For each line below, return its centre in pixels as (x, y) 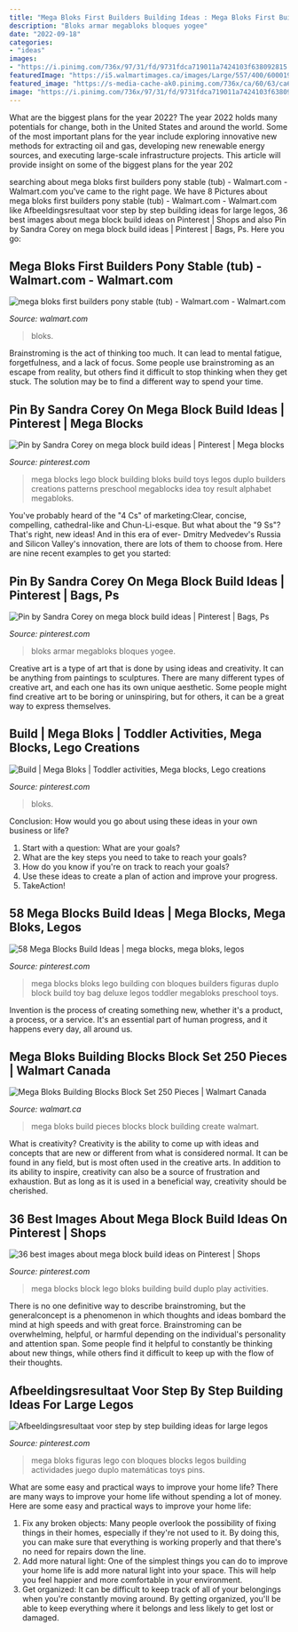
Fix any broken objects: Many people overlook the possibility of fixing (149, 1523)
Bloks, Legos (46, 927)
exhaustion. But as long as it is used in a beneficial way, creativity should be (148, 1182)
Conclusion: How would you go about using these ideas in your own (133, 821)
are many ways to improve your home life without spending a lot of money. (145, 1496)
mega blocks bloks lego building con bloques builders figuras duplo (155, 983)
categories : (31, 42)
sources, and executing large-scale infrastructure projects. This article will (145, 155)
